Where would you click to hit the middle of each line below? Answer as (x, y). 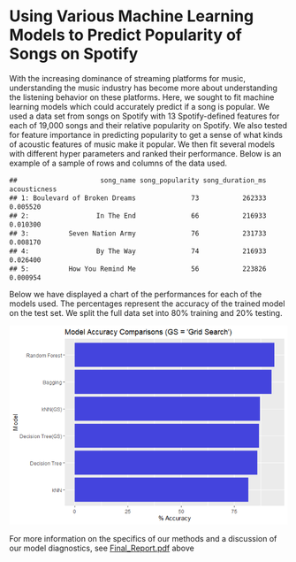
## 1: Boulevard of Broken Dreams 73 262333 (138, 198)
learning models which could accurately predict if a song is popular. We (140, 106)
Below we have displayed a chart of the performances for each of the (136, 294)
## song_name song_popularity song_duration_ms (138, 180)
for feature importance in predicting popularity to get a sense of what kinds (146, 135)
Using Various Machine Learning (132, 16)
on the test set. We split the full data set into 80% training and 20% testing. (146, 312)
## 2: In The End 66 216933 (138, 216)
